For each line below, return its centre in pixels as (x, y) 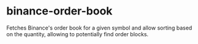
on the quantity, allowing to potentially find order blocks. (78, 34)
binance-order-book (59, 11)
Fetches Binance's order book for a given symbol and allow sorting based (99, 28)
